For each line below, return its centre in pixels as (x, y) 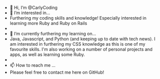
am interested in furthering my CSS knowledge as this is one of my (78, 44)
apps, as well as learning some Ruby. (47, 54)
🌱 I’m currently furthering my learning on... (53, 34)
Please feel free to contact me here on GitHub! (57, 72)
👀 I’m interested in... (30, 13)
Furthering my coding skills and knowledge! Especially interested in (78, 18)
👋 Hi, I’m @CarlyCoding (33, 8)
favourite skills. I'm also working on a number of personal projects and (81, 49)
